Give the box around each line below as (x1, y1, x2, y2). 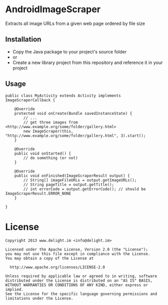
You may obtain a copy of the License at (5, 256, 94, 261)
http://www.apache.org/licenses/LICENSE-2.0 (10, 264, 105, 270)
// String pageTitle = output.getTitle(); (23, 182, 114, 187)
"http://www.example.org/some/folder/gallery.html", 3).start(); (5, 133, 146, 138)
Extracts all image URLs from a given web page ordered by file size (5, 20, 145, 26)
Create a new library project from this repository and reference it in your (12, 59, 163, 66)
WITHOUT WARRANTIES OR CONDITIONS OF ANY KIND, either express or (5, 282, 148, 288)
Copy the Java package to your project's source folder (12, 48, 127, 54)
